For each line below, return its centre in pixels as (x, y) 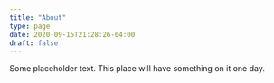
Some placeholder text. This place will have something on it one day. (137, 69)
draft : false (34, 43)
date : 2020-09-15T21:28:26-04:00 (72, 34)
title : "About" (38, 18)
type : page (30, 26)
